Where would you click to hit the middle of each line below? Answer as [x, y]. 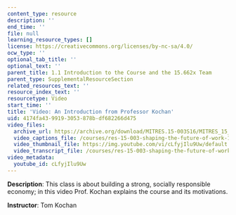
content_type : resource [42, 14]
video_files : [26, 125]
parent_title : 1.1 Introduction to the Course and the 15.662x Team [110, 72]
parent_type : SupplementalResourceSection [70, 79]
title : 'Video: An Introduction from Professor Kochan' [91, 112]
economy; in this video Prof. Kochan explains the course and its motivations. [118, 191]
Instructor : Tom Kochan [42, 205]
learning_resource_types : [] [50, 40]
